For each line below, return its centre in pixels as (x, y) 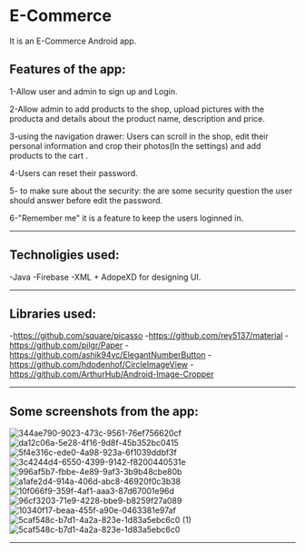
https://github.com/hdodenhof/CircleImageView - (102, 365)
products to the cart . (49, 155)
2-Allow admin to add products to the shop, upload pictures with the (137, 109)
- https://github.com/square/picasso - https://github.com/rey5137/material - (149, 336)
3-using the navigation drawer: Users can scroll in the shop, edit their (139, 136)
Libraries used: (53, 314)
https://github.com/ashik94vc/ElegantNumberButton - (111, 355)
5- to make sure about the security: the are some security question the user (151, 191)
